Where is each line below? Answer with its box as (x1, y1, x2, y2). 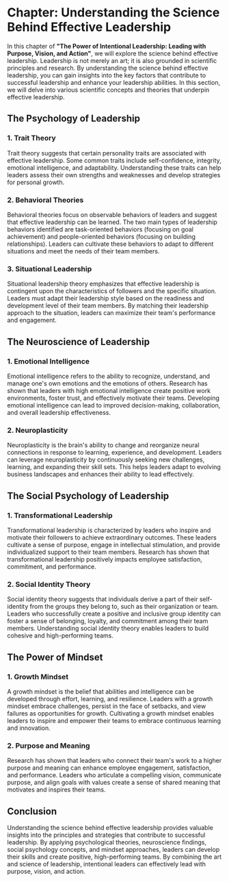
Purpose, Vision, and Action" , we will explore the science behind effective (7, 49, 219, 58)
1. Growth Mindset (7, 672, 69, 681)
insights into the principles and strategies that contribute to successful (7, 831, 206, 839)
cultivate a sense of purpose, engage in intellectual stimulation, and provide (7, 540, 221, 549)
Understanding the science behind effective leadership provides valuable (7, 823, 213, 831)
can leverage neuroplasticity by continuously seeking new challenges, (7, 455, 205, 464)
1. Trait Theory (7, 134, 56, 143)
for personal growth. (7, 178, 65, 186)
